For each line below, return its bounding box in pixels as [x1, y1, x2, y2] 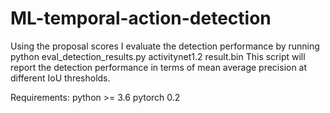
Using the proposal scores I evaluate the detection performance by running [10, 40, 320, 52]
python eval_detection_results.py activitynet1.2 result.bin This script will [10, 50, 306, 62]
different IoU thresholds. [10, 72, 111, 84]
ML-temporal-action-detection [10, 7, 272, 30]
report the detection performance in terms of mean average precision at [10, 61, 308, 73]
